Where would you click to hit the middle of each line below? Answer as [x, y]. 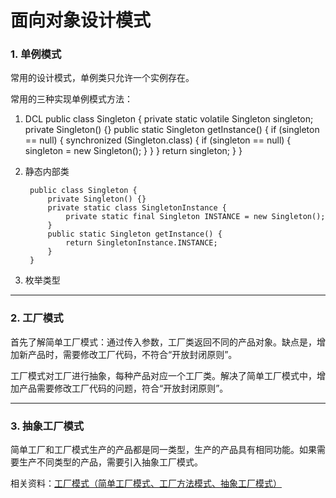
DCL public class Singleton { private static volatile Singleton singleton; [169, 119]
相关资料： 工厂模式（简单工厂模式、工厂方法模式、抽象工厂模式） [146, 483]
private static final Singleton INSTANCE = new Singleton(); [195, 217]
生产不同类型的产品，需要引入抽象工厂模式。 [110, 462]
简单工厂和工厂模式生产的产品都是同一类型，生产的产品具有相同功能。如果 [163, 450]
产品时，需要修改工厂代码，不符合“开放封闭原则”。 [132, 354]
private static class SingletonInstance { [137, 208]
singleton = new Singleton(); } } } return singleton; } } [133, 151]
